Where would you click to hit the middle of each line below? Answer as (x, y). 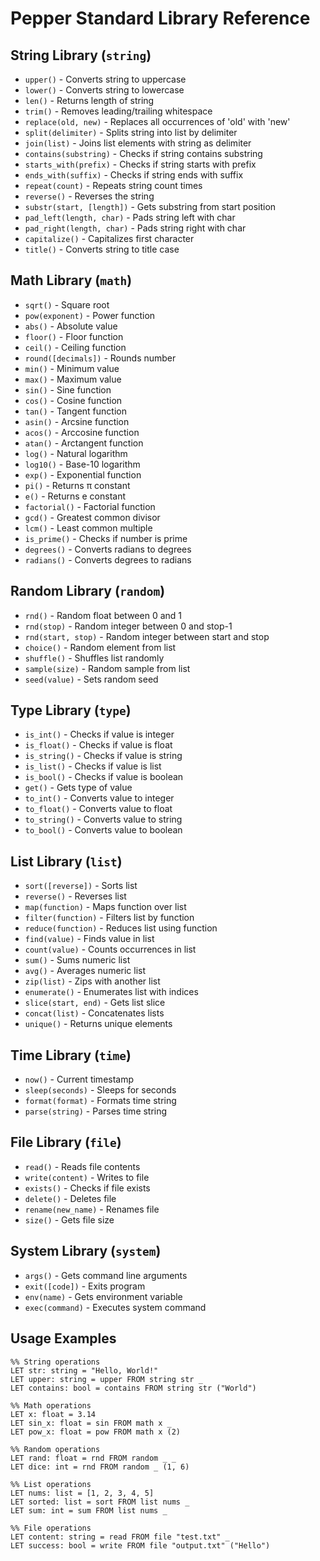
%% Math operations (51, 1405)
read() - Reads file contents (82, 1166)
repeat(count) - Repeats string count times (113, 185)
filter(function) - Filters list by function (109, 918)
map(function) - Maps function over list (105, 907)
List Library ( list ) (66, 861)
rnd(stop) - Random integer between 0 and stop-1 (128, 626)
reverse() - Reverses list (75, 896)
